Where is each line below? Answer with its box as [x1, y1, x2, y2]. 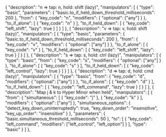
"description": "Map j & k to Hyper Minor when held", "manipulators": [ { [5, 89, 153, 95]
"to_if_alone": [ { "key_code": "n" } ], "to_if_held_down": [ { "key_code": [5, 20, 151, 26]
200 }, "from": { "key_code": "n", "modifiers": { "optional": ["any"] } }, [5, 15, 147, 20]
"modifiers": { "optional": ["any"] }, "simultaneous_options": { [5, 100, 131, 105]
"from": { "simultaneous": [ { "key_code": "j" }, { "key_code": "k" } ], [5, 94, 144, 100]
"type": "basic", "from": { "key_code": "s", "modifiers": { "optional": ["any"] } [5, 57, 162, 63]
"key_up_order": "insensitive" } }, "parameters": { [5, 110, 106, 116]
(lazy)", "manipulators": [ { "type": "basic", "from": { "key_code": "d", [5, 73, 146, 79]
